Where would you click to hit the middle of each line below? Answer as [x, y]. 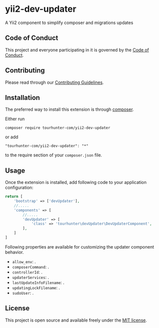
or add [12, 137]
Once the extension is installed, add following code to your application [76, 182]
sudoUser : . [23, 293]
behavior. [14, 252]
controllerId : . [27, 272]
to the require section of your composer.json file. [54, 155]
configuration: [19, 188]
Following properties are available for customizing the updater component [79, 247]
